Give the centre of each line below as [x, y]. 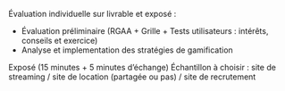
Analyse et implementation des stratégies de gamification [127, 50]
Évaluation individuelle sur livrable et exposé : [92, 14]
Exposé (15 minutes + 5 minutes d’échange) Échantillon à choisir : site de [142, 67]
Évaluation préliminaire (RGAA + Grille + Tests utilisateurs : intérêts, [145, 31]
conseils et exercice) [59, 41]
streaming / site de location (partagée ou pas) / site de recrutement [132, 77]
